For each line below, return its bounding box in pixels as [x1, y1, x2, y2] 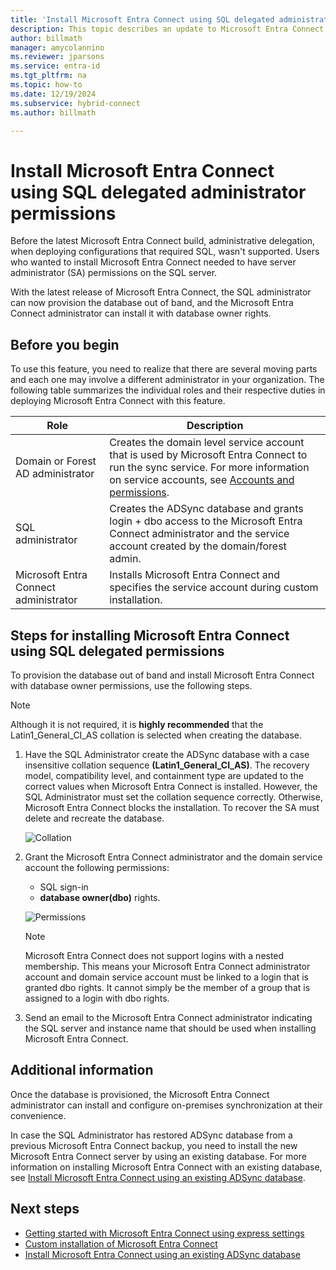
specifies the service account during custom [109, 581, 319, 595]
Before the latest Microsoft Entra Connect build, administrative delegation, [10, 235, 316, 247]
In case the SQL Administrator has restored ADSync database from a [10, 1129, 293, 1141]
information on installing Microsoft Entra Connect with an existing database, [10, 1161, 323, 1173]
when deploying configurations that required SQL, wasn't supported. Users [10, 246, 320, 258]
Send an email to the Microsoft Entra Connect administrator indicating [24, 1011, 313, 1023]
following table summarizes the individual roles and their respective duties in [10, 384, 326, 396]
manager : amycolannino [10, 42, 105, 53]
